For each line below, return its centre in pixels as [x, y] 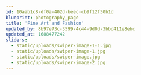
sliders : [17, 40]
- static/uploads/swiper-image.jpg [56, 57]
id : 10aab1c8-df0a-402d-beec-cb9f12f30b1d [60, 12]
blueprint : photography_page [42, 18]
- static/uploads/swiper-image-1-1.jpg [61, 46]
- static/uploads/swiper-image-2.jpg [58, 62]
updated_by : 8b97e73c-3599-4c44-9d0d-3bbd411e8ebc [70, 29]
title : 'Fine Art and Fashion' [45, 23]
